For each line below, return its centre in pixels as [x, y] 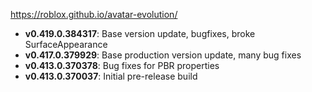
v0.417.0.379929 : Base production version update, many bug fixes [163, 55]
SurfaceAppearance [66, 44]
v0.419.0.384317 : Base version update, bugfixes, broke [140, 33]
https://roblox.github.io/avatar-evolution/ [94, 14]
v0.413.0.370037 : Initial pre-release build [111, 76]
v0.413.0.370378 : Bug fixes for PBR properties [122, 65]
